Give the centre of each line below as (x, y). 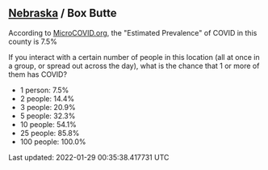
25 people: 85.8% (50, 133)
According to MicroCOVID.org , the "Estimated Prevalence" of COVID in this (133, 32)
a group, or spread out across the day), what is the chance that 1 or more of (134, 66)
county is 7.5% (33, 41)
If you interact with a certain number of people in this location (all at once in (134, 57)
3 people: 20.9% (48, 107)
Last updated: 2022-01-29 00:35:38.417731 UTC (89, 157)
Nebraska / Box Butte (63, 13)
